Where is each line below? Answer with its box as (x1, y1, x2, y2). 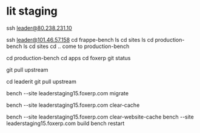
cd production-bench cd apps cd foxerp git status (6, 54, 131, 61)
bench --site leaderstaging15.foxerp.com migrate (6, 89, 129, 97)
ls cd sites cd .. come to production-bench (23, 43, 130, 50)
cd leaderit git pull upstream (6, 78, 77, 85)
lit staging (6, 4, 58, 18)
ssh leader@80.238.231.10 (6, 24, 73, 32)
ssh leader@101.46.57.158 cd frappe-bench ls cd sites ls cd (6, 36, 154, 43)
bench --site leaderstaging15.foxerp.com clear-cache (6, 101, 140, 109)
